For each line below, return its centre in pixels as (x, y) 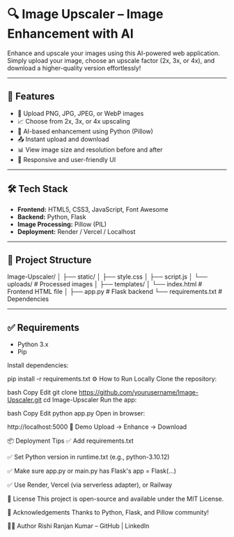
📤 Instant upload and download (63, 139)
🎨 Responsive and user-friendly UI (67, 159)
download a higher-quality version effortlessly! (74, 68)
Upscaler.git (24, 400)
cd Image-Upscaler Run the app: (90, 400)
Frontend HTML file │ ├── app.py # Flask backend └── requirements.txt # (115, 292)
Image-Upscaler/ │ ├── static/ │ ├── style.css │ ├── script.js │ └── (107, 277)
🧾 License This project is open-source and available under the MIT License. (116, 499)
